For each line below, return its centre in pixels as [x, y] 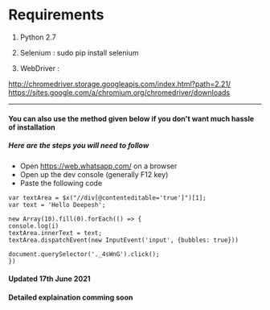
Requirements [56, 15]
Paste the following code [61, 183]
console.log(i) [34, 226]
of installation [32, 127]
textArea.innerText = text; [55, 233]
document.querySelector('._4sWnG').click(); [84, 254]
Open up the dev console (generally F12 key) [94, 174]
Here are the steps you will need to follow [79, 146]
